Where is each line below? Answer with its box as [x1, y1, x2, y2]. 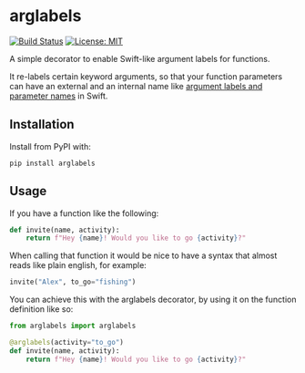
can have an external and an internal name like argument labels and [9, 80, 263, 91]
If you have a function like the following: [9, 207, 159, 219]
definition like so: [9, 304, 74, 315]
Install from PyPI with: [9, 140, 91, 151]
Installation [9, 117, 75, 132]
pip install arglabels [9, 159, 96, 168]
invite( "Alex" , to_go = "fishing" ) [9, 277, 137, 287]
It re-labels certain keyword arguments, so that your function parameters [9, 70, 283, 82]
